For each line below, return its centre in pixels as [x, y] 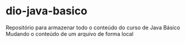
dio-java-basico [46, 11]
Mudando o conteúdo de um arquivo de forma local [70, 33]
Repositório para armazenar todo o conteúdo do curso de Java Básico [93, 27]
